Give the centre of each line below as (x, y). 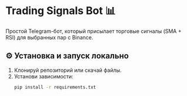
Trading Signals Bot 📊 (61, 11)
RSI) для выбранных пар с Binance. (49, 37)
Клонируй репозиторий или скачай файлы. (68, 70)
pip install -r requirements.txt (55, 87)
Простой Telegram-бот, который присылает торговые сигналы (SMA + (93, 31)
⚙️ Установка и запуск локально (67, 56)
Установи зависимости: (44, 76)
